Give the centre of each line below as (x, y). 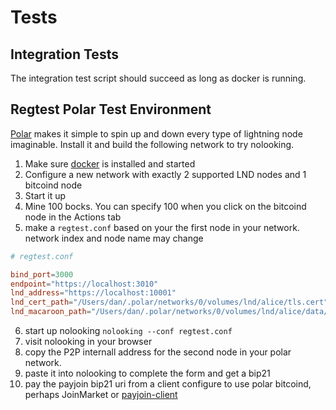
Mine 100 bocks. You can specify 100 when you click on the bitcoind (165, 206)
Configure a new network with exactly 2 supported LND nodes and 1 (165, 174)
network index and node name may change (114, 238)
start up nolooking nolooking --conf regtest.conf (128, 331)
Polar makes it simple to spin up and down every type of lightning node (156, 133)
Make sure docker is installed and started (110, 163)
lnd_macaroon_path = (51, 312)
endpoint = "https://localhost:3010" (84, 284)
